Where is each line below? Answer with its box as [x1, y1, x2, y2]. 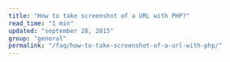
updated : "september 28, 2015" [8, 27, 114, 35]
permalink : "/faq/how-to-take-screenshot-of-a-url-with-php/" [8, 42, 223, 50]
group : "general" [8, 34, 67, 43]
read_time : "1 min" [8, 19, 75, 27]
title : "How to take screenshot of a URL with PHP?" [8, 11, 190, 20]
